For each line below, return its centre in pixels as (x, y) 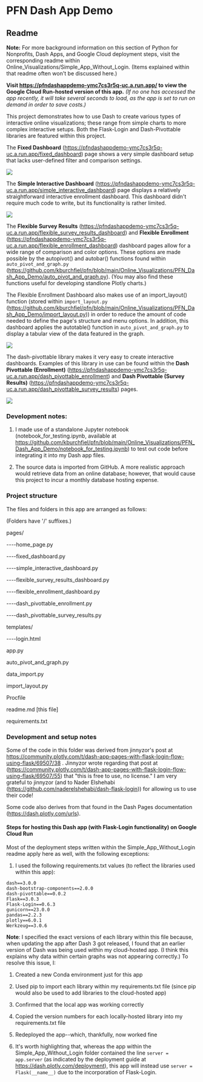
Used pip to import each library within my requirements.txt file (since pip (105, 987)
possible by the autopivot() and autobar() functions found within (86, 258)
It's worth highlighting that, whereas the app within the (83, 1047)
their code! (20, 795)
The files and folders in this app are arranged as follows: (77, 509)
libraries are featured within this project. (56, 136)
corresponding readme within (43, 60)
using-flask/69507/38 (34, 763)
